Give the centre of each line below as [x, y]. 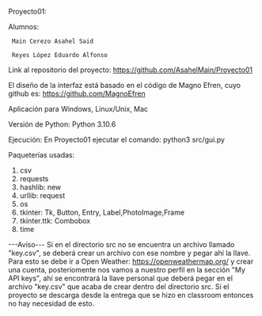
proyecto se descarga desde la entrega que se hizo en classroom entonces [131, 295]
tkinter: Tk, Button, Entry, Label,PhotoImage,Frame [102, 212]
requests [34, 179]
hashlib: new [40, 187]
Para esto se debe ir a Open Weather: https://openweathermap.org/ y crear [131, 261]
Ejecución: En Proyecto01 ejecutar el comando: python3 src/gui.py [117, 139]
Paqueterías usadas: [42, 155]
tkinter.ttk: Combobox [55, 221]
